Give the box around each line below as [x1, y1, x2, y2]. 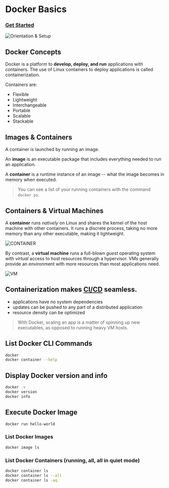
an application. [5, 162, 36, 168]
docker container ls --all [5, 473, 62, 478]
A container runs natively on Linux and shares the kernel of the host [5, 220, 147, 226]
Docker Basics [5, 4, 67, 15]
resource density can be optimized [12, 309, 85, 315]
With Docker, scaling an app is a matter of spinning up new [17, 319, 140, 325]
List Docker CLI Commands [5, 339, 92, 348]
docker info [5, 394, 30, 399]
